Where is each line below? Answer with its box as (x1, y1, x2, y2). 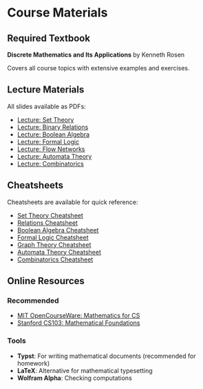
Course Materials (7, 5, 108, 21)
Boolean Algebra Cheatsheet (17, 226, 99, 234)
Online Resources (7, 275, 85, 287)
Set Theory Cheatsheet (17, 211, 84, 219)
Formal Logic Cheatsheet (17, 233, 89, 241)
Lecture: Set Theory (17, 115, 74, 123)
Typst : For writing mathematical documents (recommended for (17, 352, 196, 360)
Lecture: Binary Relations (17, 123, 89, 131)
